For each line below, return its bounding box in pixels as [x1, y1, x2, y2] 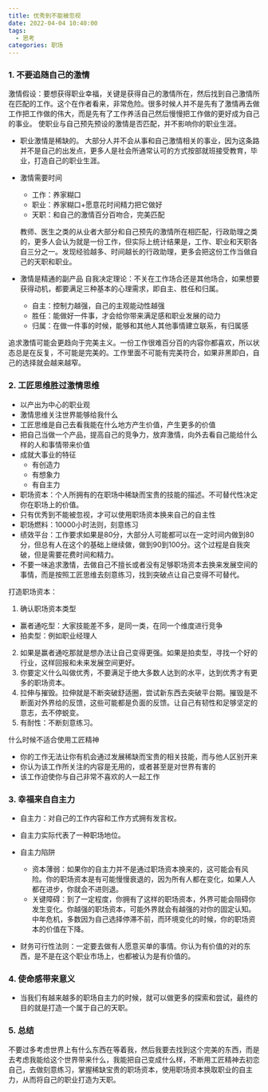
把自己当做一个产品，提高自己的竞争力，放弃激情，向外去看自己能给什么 [19, 430, 258, 439]
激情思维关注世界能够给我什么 [19, 410, 118, 419]
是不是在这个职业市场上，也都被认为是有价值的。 [33, 951, 195, 961]
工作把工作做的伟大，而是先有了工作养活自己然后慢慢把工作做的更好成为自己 [8, 109, 260, 118]
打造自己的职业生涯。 [33, 156, 104, 166]
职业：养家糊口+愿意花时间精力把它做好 [31, 200, 163, 210]
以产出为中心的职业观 [19, 399, 90, 409]
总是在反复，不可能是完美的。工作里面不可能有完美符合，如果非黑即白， [14, 348, 253, 358]
